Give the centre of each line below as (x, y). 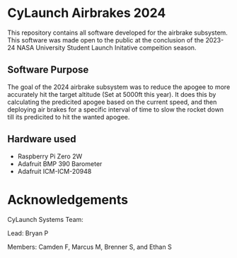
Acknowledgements (68, 200)
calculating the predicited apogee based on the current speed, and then (112, 102)
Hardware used (42, 139)
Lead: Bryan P (28, 233)
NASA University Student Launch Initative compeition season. (106, 47)
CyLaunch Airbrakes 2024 (87, 13)
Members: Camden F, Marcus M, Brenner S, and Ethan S (89, 247)
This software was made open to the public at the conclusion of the (106, 40)
